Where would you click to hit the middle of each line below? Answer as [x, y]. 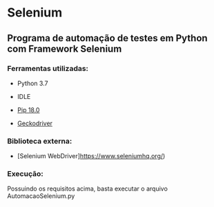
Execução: [25, 174]
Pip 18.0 [28, 110]
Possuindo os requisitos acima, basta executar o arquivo [87, 189]
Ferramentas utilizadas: [48, 68]
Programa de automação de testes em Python [108, 38]
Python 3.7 [32, 83]
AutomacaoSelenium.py [41, 196]
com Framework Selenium [65, 48]
